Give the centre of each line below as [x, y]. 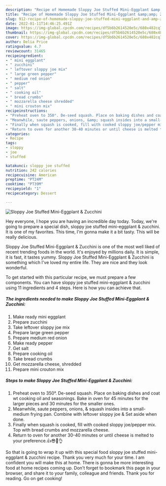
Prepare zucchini [30, 322]
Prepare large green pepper [41, 332]
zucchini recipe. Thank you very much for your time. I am [86, 457]
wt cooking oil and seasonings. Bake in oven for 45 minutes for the [80, 398]
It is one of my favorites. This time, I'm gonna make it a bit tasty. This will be [83, 232]
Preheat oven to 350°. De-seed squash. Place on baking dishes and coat [86, 393]
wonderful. [17, 267]
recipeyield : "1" [23, 189]
